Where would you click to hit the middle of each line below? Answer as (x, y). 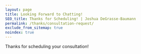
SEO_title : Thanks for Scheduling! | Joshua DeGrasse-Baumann (70, 19)
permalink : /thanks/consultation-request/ (49, 23)
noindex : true (20, 32)
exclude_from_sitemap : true (34, 28)
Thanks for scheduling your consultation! (47, 46)
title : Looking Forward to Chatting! (44, 14)
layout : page (19, 10)
